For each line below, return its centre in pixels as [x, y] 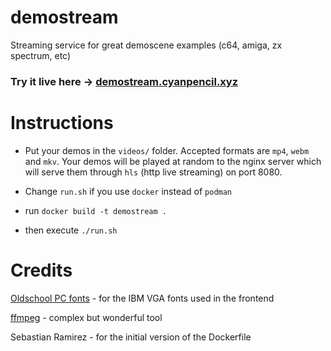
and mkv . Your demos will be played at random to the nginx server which [173, 161]
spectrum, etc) [41, 55]
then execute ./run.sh [71, 230]
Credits [41, 270]
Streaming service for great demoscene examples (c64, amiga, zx [146, 45]
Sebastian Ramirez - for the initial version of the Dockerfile [131, 337]
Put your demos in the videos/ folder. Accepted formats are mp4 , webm [167, 150]
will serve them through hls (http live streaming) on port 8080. [153, 172]
